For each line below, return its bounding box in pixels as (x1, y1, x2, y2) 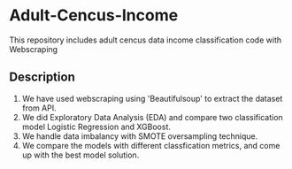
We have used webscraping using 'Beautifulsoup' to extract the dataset (21, 93, 283, 104)
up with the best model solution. (21, 150, 140, 160)
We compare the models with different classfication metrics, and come (21, 140, 280, 150)
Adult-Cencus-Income (9, 5, 179, 26)
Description (9, 70, 75, 85)
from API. (21, 103, 58, 113)
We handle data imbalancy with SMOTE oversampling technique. (21, 130, 258, 142)
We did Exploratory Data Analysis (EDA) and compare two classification (21, 111, 283, 122)
